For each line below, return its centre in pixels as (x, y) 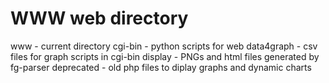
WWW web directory (99, 18)
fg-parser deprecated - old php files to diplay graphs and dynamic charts (161, 67)
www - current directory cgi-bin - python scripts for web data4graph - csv (164, 46)
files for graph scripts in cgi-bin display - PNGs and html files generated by (165, 56)
